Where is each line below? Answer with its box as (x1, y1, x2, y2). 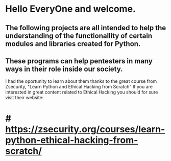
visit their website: (5, 95, 44, 101)
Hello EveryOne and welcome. (5, 3, 136, 15)
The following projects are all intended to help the (5, 24, 166, 32)
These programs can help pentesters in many (5, 57, 153, 65)
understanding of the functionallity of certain (5, 31, 153, 40)
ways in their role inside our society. (5, 64, 123, 73)
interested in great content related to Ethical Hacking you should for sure (5, 89, 158, 95)
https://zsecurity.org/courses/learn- (5, 123, 165, 135)
